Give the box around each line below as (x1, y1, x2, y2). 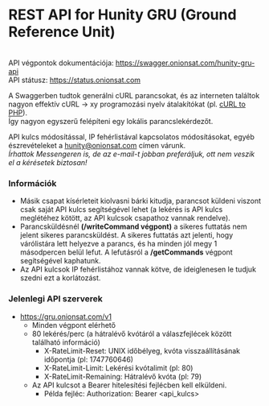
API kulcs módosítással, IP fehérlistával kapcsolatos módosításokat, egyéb (8, 131, 255, 142)
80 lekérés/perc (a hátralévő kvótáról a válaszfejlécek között (31, 329, 232, 338)
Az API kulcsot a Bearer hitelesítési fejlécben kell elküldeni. (31, 380, 227, 390)
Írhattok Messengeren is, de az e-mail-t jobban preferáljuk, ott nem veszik (8, 149, 255, 159)
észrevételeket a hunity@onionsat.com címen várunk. (8, 140, 186, 150)
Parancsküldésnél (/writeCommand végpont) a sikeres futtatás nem (19, 222, 247, 231)
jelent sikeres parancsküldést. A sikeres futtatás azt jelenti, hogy (19, 230, 234, 240)
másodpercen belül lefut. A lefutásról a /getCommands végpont (19, 247, 233, 257)
